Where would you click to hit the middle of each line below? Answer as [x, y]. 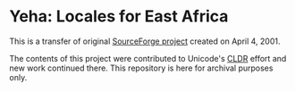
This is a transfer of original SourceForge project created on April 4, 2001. [145, 41]
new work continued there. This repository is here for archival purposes [141, 68]
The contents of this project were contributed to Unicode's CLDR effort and [148, 58]
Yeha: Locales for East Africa [119, 17]
